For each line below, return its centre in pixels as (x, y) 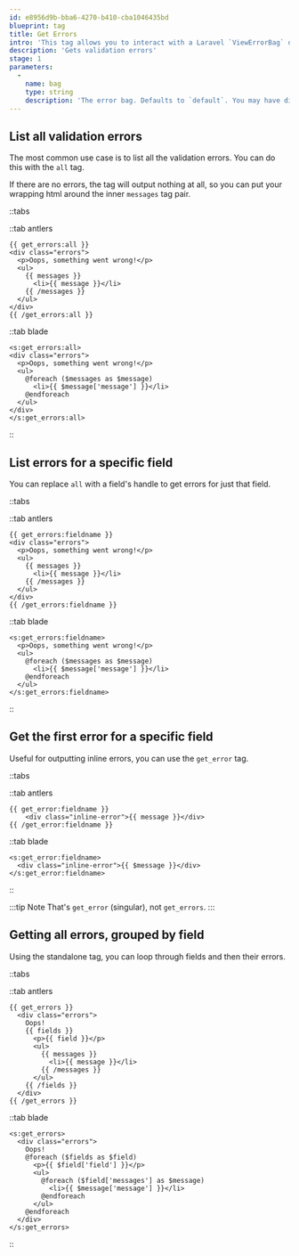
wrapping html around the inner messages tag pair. (100, 194)
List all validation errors (76, 136)
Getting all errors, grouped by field (107, 935)
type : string (49, 92)
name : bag (44, 84)
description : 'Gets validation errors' (83, 51)
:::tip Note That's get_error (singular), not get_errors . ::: (112, 907)
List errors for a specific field (91, 463)
